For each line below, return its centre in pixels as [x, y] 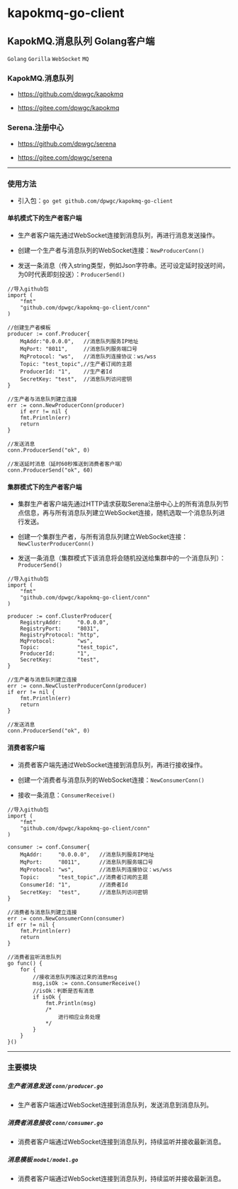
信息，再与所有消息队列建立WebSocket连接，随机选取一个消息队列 [121, 513]
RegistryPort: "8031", [60, 629]
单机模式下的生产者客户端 [45, 218]
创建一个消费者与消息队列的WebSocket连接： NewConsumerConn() [111, 780]
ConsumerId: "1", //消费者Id [74, 885]
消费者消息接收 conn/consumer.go [55, 1122]
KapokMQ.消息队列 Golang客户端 [81, 41]
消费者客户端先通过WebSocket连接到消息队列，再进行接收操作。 [112, 764]
